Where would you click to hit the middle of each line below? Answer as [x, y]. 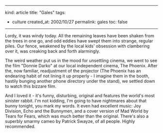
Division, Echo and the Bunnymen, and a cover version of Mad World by [77, 111]
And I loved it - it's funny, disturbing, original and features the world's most [80, 96]
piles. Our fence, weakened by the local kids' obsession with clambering [77, 46]
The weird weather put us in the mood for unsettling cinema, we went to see [81, 60]
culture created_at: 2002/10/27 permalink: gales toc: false [70, 22]
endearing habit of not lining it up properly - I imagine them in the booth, [77, 76]
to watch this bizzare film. [31, 86]
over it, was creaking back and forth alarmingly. [53, 51]
